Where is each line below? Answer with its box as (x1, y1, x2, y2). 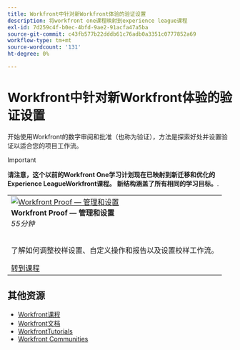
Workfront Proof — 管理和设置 (11, 208, 115, 218)
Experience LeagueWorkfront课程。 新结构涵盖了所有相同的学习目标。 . (7, 179, 219, 188)
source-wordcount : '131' (7, 44, 81, 51)
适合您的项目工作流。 (19, 141, 83, 150)
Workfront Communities (17, 334, 89, 343)
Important (7, 155, 36, 164)
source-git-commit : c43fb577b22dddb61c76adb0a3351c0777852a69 (7, 30, 196, 38)
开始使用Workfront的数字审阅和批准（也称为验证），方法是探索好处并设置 (7, 132, 222, 141)
